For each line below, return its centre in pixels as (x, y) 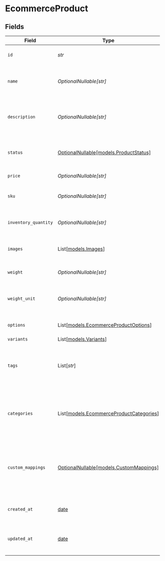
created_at (20, 509)
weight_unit (22, 298)
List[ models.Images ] (81, 249)
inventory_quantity (30, 222)
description (22, 117)
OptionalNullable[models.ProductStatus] (104, 153)
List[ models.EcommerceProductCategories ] (109, 413)
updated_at (20, 539)
